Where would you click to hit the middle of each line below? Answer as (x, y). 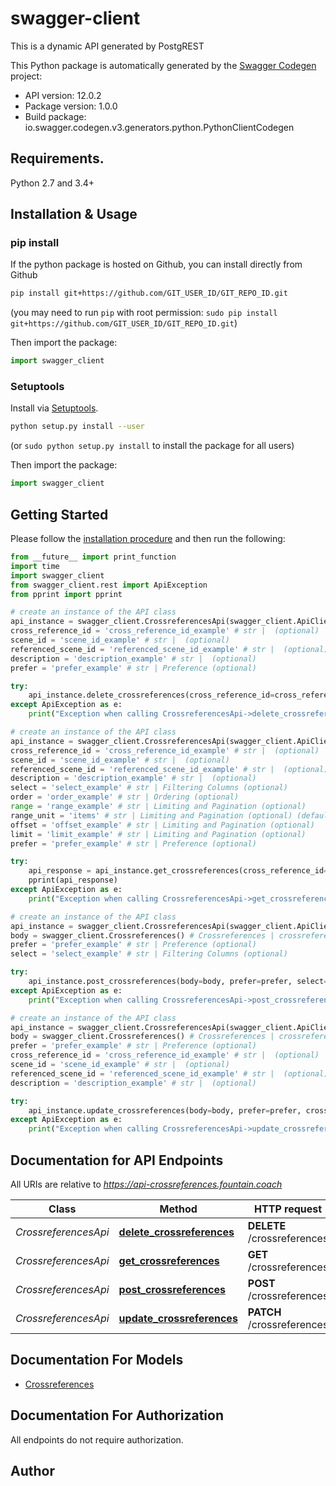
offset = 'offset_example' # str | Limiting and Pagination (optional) (162, 825)
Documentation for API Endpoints (117, 1160)
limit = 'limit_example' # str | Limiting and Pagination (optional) (158, 834)
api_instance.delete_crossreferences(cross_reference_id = (151, 695)
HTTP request (288, 1209)
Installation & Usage (74, 214)
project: (26, 76)
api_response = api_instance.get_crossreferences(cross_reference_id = (178, 871)
